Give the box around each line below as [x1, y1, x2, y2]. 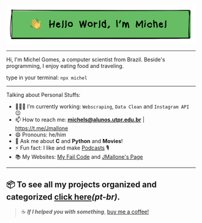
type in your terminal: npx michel [6, 74, 88, 81]
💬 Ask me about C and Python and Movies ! [14, 138, 123, 145]
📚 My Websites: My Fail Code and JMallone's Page [14, 153, 143, 160]
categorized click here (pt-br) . [6, 192, 120, 202]
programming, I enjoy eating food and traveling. [6, 63, 124, 70]
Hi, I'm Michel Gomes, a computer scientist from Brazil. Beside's [6, 56, 165, 63]
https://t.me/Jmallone [14, 125, 69, 132]
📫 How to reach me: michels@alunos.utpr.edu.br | [14, 116, 145, 123]
